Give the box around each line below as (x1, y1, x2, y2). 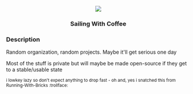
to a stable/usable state (6, 66, 63, 73)
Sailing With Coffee (70, 19, 127, 27)
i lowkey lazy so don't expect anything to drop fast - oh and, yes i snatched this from (6, 78, 176, 83)
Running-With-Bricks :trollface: (6, 82, 68, 89)
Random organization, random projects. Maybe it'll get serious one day (6, 48, 177, 55)
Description (6, 35, 40, 43)
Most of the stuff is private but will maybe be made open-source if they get (6, 60, 187, 67)
